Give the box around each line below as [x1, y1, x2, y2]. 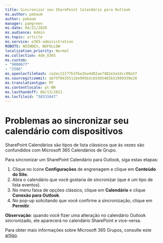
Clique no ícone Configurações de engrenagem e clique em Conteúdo [12, 166, 156, 172]
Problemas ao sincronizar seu [5, 115, 129, 126]
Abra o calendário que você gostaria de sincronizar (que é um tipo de [12, 177, 153, 182]
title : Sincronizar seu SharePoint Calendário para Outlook [5, 7, 131, 12]
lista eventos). [12, 182, 41, 188]
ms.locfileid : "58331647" [5, 94, 58, 99]
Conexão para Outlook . [12, 192, 60, 198]
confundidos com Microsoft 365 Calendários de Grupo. [5, 147, 117, 153]
